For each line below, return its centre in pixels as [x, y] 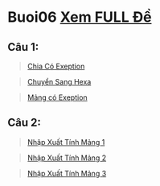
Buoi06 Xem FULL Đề [80, 17]
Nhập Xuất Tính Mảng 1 [66, 142]
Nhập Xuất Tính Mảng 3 [67, 173]
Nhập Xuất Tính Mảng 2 [66, 158]
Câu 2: [25, 123]
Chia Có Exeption [56, 66]
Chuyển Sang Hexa [59, 82]
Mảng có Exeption [57, 97]
